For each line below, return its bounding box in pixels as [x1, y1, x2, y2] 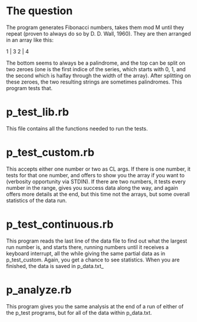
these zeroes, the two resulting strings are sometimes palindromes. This [6, 78, 182, 85]
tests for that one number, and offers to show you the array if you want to [6, 171, 185, 178]
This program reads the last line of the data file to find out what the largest [6, 237, 188, 244]
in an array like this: [6, 36, 54, 43]
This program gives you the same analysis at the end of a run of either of [6, 302, 184, 310]
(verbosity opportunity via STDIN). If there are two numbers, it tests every [6, 178, 186, 185]
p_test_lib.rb [6, 106, 69, 119]
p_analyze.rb [6, 283, 72, 297]
